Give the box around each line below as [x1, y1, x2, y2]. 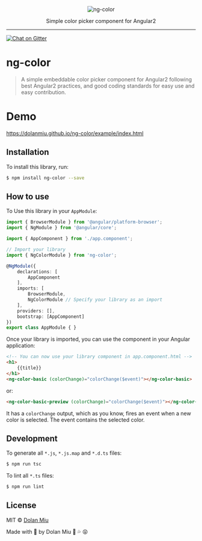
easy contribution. [20, 88, 66, 96]
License [6, 501, 37, 511]
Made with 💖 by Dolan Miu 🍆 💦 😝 [6, 528, 88, 535]
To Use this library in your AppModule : [6, 207, 97, 215]
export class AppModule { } [6, 324, 77, 331]
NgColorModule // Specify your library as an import [28, 297, 163, 303]
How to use [6, 191, 49, 201]
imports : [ [17, 285, 44, 292]
